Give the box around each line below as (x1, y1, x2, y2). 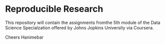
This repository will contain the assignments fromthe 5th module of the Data (5, 20, 161, 25)
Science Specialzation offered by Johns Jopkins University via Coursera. (5, 24, 154, 30)
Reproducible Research (5, 3, 104, 15)
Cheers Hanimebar (5, 34, 44, 40)
